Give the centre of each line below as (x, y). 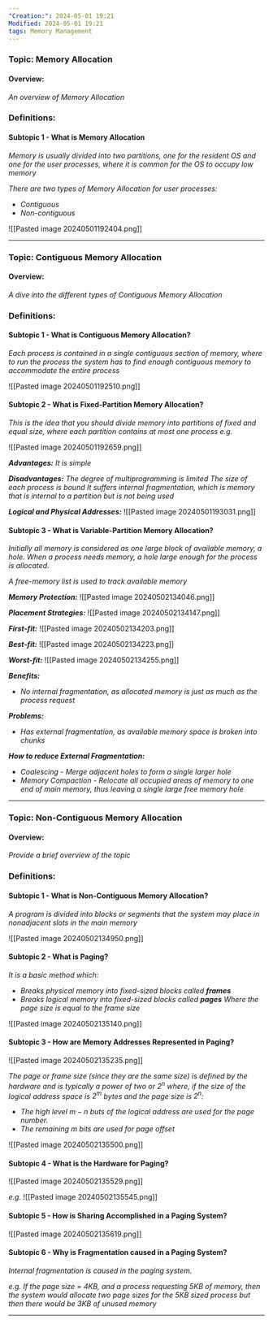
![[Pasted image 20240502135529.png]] (76, 1181)
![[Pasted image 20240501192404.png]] (75, 228)
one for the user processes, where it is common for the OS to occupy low (131, 164)
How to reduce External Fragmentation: (77, 756)
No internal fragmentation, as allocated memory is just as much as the (139, 692)
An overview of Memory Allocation (66, 97)
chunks (32, 740)
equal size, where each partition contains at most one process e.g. (121, 432)
